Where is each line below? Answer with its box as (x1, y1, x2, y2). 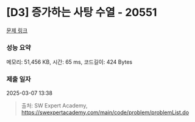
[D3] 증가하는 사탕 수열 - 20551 (6, 5, 157, 19)
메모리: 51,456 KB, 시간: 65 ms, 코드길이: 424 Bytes (6, 58, 133, 66)
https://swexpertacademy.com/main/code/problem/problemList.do (21, 109, 190, 116)
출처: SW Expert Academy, (21, 101, 88, 109)
